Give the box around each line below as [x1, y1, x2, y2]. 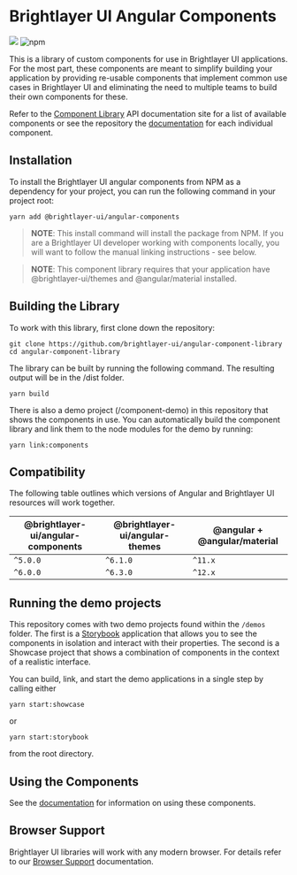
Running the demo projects [9, 595, 162, 610]
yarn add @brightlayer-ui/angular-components [9, 212, 179, 221]
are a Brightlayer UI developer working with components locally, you [30, 237, 280, 248]
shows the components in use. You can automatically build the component [9, 414, 281, 425]
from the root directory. [9, 748, 95, 759]
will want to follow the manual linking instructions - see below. [30, 246, 257, 257]
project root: [9, 195, 55, 205]
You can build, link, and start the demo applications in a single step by [9, 674, 263, 685]
